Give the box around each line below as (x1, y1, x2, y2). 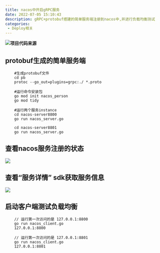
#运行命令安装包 (14, 89, 43, 94)
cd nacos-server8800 (14, 112, 57, 117)
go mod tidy (14, 98, 39, 103)
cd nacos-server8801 (14, 125, 57, 130)
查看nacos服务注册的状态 (5, 144, 84, 153)
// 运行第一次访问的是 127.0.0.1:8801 (14, 235, 88, 240)
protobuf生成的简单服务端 (5, 56, 86, 65)
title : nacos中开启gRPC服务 (5, 7, 60, 12)
